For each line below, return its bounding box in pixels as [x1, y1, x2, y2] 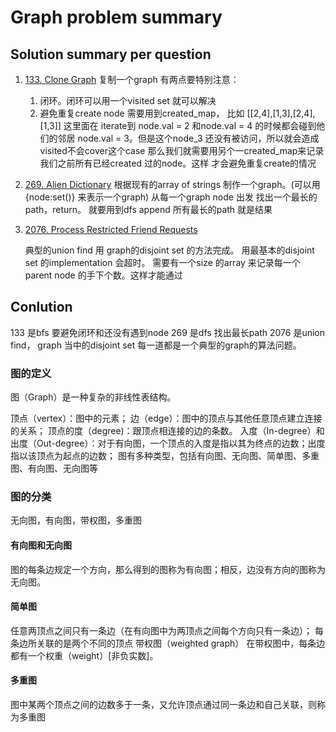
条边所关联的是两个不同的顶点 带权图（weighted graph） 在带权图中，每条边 [10, 637, 326, 649]
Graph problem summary [10, 6, 223, 29]
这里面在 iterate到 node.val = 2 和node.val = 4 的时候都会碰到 [63, 120, 317, 131]
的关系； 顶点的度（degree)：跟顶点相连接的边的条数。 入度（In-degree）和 [10, 425, 325, 437]
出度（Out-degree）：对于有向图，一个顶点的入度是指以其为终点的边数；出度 [10, 437, 326, 450]
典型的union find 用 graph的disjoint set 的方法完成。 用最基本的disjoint [24, 244, 315, 256]
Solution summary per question [10, 46, 212, 63]
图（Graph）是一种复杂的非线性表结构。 [10, 391, 177, 403]
